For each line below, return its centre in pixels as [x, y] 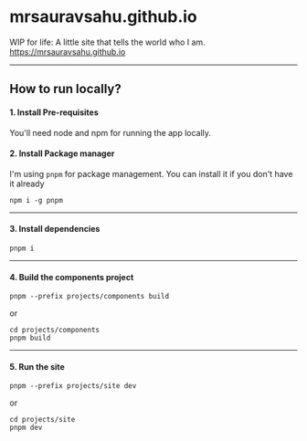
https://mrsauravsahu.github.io [68, 51]
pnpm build [30, 338]
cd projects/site [42, 420]
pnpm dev [26, 428]
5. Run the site [37, 366]
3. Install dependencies [55, 229]
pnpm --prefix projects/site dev [73, 386]
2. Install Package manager [62, 153]
